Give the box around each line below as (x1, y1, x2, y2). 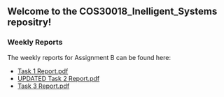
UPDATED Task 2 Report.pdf (17, 74, 100, 82)
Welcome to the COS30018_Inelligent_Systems (7, 6, 218, 17)
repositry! (7, 17, 52, 29)
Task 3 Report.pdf (17, 82, 70, 90)
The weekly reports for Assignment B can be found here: (7, 53, 171, 61)
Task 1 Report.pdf (17, 66, 69, 75)
